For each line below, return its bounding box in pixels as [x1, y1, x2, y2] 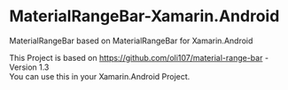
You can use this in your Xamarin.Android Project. [9, 71, 191, 81]
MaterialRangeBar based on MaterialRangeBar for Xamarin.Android [9, 35, 253, 46]
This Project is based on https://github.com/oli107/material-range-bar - [9, 52, 269, 63]
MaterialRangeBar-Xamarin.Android [9, 6, 280, 26]
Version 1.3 [9, 62, 50, 72]
